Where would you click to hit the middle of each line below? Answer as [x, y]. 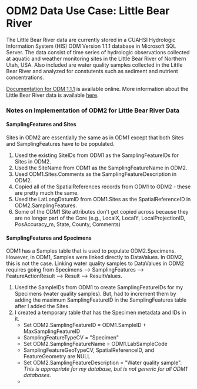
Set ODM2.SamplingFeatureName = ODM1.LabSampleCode [95, 344]
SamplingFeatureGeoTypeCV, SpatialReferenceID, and [89, 350]
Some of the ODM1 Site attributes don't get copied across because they [101, 212]
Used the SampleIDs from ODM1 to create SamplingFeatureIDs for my [99, 287]
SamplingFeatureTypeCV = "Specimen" [71, 338]
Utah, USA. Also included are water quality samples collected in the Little [94, 65]
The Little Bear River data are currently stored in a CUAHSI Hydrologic [91, 40]
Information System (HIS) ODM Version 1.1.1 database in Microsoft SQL [91, 46]
